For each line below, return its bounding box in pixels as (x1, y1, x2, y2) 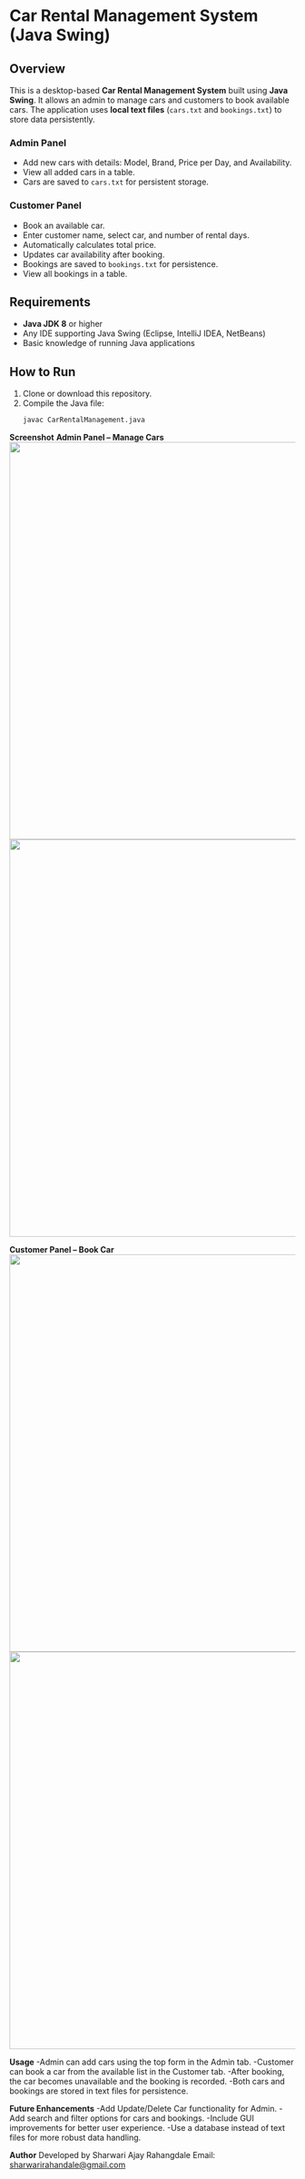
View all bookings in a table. (22, 268, 128, 279)
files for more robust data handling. (9, 2132, 142, 2144)
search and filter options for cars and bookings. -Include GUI (26, 2113, 254, 2124)
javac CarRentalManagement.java (22, 415, 145, 425)
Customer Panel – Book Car (9, 1244, 115, 1255)
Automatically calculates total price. (22, 239, 157, 250)
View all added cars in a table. (22, 167, 136, 178)
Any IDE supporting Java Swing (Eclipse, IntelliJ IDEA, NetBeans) (22, 328, 266, 339)
